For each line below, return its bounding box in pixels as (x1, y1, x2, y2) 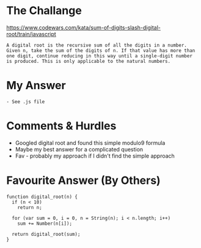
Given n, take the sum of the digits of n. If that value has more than (6, 47, 196, 54)
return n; (17, 204, 43, 211)
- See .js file (6, 98, 45, 104)
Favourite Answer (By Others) (6, 173, 161, 187)
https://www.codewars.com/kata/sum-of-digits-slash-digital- (6, 24, 161, 31)
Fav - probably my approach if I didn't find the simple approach (15, 152, 175, 159)
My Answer (6, 79, 66, 92)
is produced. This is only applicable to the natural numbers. (6, 58, 171, 64)
